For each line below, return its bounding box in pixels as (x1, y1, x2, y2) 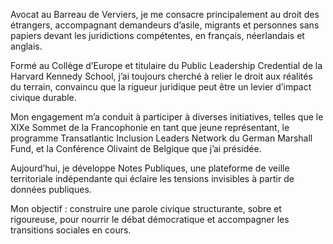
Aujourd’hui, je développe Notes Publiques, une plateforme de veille (10, 162, 290, 174)
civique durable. (10, 92, 77, 103)
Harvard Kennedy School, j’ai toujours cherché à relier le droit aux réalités (10, 70, 313, 82)
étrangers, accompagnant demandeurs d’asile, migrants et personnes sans (10, 19, 320, 31)
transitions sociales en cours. (10, 224, 132, 236)
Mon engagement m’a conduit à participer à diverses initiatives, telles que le (10, 111, 324, 123)
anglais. (10, 40, 43, 52)
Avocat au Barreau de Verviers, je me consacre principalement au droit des (10, 9, 320, 20)
